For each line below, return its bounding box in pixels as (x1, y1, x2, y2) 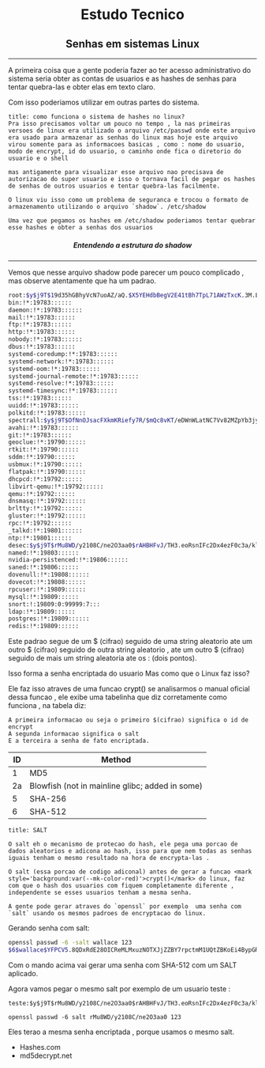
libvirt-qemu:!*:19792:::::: (8, 483, 104, 490)
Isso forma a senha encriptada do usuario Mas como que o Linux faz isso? (8, 668, 250, 678)
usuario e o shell (8, 154, 69, 162)
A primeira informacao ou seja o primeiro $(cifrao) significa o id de (8, 716, 248, 725)
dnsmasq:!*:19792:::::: (8, 497, 87, 506)
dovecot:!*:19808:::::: (8, 578, 87, 586)
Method (101, 754, 132, 765)
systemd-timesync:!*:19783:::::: (8, 387, 118, 395)
